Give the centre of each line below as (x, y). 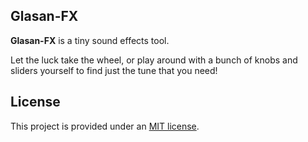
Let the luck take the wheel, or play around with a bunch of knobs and (154, 60)
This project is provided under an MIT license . (105, 126)
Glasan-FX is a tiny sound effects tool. (90, 40)
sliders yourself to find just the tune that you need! (114, 70)
